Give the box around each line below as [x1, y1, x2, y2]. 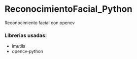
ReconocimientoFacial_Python [4, 3, 133, 15]
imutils [11, 43, 26, 49]
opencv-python [11, 48, 43, 55]
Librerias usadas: [4, 32, 47, 39]
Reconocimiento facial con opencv [4, 20, 75, 26]
